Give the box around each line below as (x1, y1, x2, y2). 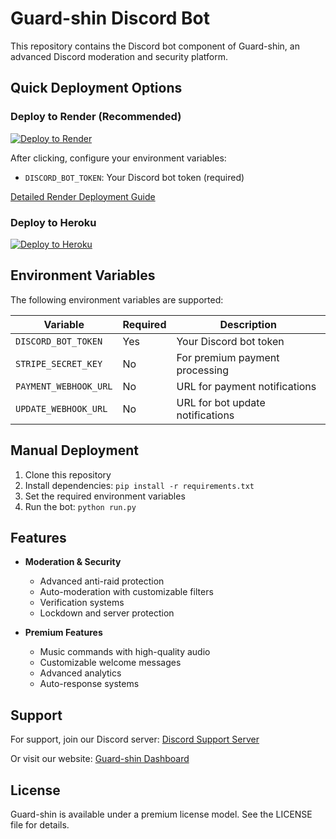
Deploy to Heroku (10, 215, 97, 229)
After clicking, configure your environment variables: (10, 152, 227, 164)
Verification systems (39, 597, 125, 609)
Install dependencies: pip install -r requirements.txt (24, 479, 255, 491)
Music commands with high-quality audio (39, 646, 211, 658)
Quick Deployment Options (10, 80, 183, 97)
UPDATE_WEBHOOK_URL (15, 403, 108, 414)
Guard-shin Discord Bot (10, 7, 211, 30)
